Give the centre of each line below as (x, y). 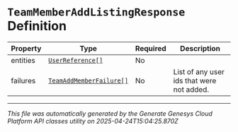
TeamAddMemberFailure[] (89, 80)
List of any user (199, 71)
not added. (191, 89)
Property (26, 48)
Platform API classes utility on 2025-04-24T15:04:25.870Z (93, 121)
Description (200, 48)
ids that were (195, 80)
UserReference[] (76, 60)
